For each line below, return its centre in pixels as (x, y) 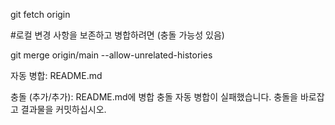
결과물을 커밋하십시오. (63, 109)
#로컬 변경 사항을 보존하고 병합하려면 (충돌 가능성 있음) (117, 35)
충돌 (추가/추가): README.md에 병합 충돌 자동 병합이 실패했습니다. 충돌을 (154, 97)
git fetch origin (40, 14)
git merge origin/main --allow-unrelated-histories (111, 55)
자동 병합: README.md (56, 75)
